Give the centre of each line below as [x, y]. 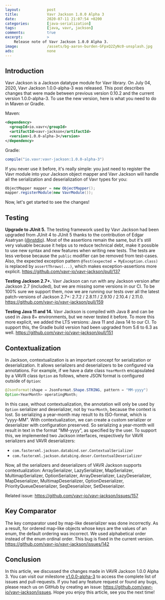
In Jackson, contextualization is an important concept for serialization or [78, 360]
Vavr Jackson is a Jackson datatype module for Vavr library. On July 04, [78, 83]
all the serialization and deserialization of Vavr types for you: [66, 179]
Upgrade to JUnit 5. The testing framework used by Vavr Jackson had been [82, 229]
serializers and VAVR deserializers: [40, 441]
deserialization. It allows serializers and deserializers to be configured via [79, 365]
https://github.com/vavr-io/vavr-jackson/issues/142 [57, 544]
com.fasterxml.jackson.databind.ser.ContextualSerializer [73, 450]
